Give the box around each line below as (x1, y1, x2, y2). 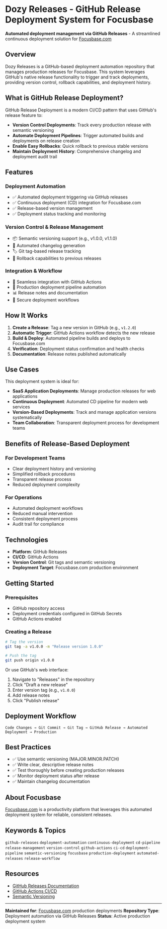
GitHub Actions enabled (12, 616, 62, 622)
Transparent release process (12, 476, 72, 482)
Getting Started (5, 579, 54, 587)
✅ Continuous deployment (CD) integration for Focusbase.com (12, 200, 141, 206)
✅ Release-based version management (12, 205, 93, 211)
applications (12, 393, 38, 399)
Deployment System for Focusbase (5, 14, 154, 25)
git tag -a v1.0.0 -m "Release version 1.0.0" (5, 644, 103, 650)
